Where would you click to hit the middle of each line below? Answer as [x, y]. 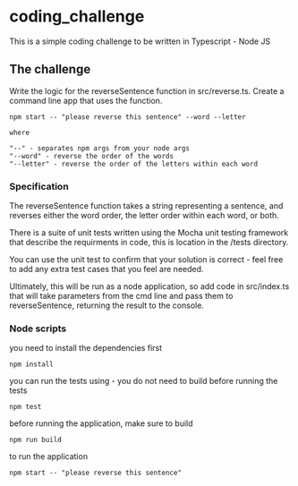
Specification [39, 186]
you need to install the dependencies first [86, 348]
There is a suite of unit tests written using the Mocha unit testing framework [149, 233]
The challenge [50, 69]
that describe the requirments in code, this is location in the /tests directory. [149, 243]
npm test [26, 407]
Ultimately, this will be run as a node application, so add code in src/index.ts [149, 286]
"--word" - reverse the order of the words [92, 156]
